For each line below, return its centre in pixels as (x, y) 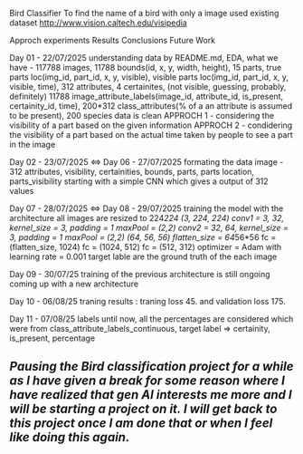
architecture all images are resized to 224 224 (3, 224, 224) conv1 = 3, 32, (147, 218)
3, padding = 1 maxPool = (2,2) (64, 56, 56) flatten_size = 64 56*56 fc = (143, 237)
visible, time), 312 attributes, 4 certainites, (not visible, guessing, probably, (148, 87)
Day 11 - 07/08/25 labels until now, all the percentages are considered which (151, 319)
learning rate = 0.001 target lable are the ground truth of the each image (143, 256)
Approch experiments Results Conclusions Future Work (112, 40)
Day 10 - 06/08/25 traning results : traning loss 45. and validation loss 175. (148, 301)
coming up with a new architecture (74, 284)
